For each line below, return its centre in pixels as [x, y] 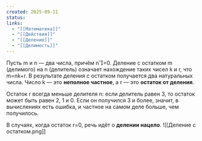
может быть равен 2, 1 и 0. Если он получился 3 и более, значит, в [93, 100]
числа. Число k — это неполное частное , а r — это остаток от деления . [100, 82]
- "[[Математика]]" [36, 29]
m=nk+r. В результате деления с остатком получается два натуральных [99, 76]
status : [16, 18]
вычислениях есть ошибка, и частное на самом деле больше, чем [93, 107]
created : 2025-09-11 [32, 12]
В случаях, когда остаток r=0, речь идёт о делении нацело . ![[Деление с [101, 125]
